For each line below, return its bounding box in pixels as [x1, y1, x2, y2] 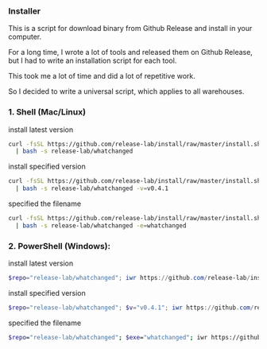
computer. [8, 32, 42, 41]
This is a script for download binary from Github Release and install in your [8, 24, 253, 33]
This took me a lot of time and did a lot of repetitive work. [8, 72, 196, 81]
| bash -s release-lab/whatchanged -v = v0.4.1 [15, 184, 169, 192]
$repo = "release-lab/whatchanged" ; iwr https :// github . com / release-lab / [8, 274, 250, 282]
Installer [8, 6, 41, 17]
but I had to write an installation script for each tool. [8, 56, 177, 65]
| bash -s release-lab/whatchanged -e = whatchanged [15, 221, 187, 230]
